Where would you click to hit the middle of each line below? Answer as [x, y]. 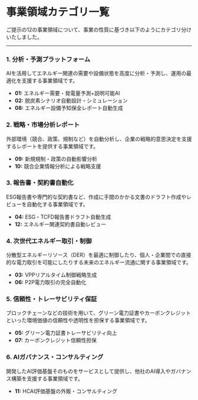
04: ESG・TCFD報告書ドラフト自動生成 [63, 217]
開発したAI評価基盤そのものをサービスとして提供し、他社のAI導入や [88, 371]
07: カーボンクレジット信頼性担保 [56, 340]
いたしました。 [24, 37]
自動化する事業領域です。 [57, 204]
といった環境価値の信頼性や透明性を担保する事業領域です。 [78, 320]
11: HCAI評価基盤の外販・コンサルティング [66, 391]
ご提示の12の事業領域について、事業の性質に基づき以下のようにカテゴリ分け [99, 30]
